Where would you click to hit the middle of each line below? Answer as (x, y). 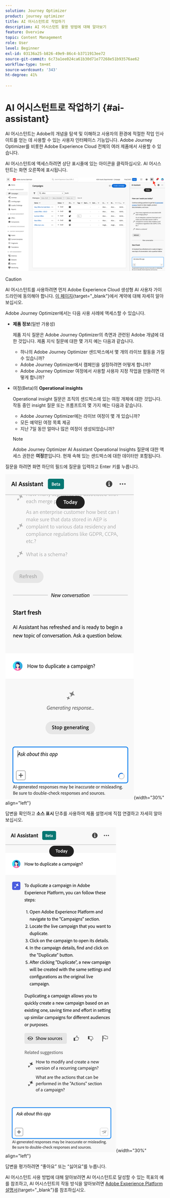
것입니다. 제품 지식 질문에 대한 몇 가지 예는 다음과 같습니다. (76, 341)
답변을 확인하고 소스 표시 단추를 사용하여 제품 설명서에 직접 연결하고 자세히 (79, 814)
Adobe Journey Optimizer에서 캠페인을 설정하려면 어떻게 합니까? (86, 365)
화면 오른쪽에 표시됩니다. (43, 170)
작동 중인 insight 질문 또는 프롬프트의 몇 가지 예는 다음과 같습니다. (78, 405)
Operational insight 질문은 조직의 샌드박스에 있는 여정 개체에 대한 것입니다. (87, 399)
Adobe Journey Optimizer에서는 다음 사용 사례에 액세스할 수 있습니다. (75, 313)
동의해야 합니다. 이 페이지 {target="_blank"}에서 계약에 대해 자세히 (89, 296)
